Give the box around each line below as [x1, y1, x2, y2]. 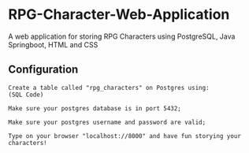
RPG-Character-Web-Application [8, 6, 230, 24]
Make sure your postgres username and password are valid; [8, 118, 206, 126]
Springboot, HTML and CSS [8, 39, 98, 49]
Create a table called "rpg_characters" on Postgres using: [8, 84, 210, 91]
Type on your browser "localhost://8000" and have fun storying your [8, 132, 242, 140]
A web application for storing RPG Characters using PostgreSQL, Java [8, 32, 236, 41]
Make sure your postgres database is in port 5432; [8, 104, 181, 112]
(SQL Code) [8, 91, 44, 99]
